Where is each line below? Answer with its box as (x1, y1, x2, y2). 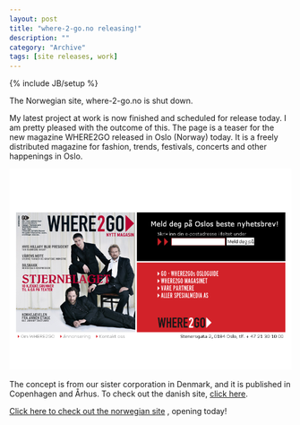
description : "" (9, 33, 70, 42)
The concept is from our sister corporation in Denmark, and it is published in (9, 378, 291, 389)
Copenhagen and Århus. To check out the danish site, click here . (9, 388, 249, 399)
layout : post (9, 14, 58, 23)
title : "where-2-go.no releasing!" (9, 23, 142, 33)
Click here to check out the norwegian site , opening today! (9, 405, 227, 416)
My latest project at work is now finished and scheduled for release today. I (9, 113, 287, 124)
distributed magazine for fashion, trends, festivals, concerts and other (9, 142, 267, 152)
